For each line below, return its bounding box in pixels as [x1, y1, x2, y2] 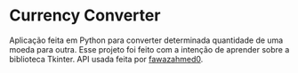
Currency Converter [9, 5, 161, 26]
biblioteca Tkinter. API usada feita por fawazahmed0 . [9, 53, 204, 64]
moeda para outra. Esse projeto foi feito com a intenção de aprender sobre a [9, 44, 290, 54]
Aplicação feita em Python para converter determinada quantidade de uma [9, 35, 284, 45]
